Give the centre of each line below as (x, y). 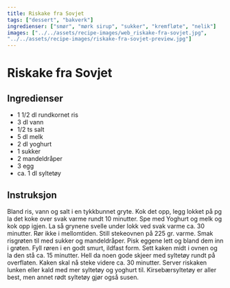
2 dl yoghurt (34, 144)
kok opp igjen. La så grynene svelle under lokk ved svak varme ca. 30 (106, 226)
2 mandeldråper (40, 159)
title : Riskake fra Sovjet (46, 13)
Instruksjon (32, 195)
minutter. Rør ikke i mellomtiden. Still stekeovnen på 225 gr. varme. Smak (110, 233)
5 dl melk (30, 137)
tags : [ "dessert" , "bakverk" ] (50, 20)
